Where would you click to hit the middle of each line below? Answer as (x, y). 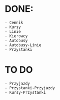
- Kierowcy (16, 36)
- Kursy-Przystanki (25, 92)
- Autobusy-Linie (23, 45)
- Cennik (14, 23)
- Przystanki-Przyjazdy (30, 88)
